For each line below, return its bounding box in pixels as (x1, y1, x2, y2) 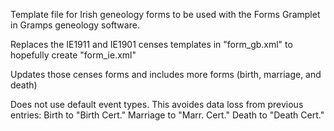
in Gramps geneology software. (10, 19, 140, 31)
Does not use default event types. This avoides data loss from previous (10, 99, 304, 110)
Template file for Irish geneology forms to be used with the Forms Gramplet (10, 9, 321, 20)
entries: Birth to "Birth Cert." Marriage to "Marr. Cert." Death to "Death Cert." (10, 109, 325, 121)
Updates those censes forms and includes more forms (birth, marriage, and (10, 69, 322, 80)
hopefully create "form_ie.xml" (10, 49, 137, 61)
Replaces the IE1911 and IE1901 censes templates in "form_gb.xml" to (10, 39, 293, 50)
